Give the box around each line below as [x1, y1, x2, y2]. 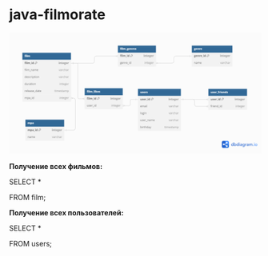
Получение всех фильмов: [9, 162, 103, 171]
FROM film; [9, 193, 46, 203]
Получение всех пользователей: [9, 208, 124, 218]
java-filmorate [9, 6, 106, 24]
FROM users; [9, 239, 53, 249]
